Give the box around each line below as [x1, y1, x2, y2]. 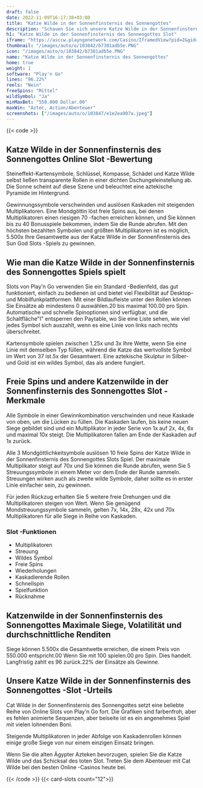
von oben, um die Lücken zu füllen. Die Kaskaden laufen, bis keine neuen [6, 418, 188, 425]
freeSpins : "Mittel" [6, 88, 59, 94]
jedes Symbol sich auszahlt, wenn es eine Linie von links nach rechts [6, 322, 178, 329]
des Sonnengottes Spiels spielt [6, 267, 126, 277]
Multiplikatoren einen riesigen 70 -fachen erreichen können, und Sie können [6, 214, 196, 221]
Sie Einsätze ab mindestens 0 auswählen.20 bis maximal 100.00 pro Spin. [6, 302, 189, 309]
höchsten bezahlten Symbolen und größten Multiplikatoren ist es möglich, [6, 227, 190, 234]
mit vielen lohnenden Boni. [6, 721, 72, 728]
